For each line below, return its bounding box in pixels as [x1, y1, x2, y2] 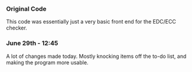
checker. [6, 24, 28, 31]
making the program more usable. [6, 58, 89, 66]
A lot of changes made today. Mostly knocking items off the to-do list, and [6, 53, 187, 60]
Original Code [6, 5, 47, 13]
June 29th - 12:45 [6, 39, 58, 47]
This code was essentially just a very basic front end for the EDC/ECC [6, 18, 176, 25]
